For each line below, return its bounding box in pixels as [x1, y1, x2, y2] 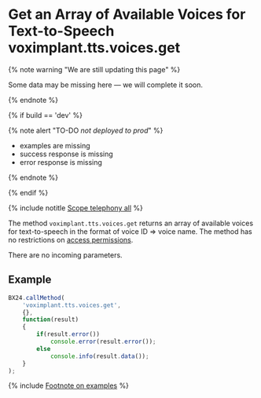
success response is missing [19, 149, 114, 159]
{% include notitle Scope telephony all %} [8, 203, 143, 213]
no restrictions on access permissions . [8, 235, 134, 244]
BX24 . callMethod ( [8, 294, 65, 301]
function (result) [22, 316, 79, 323]
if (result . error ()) [36, 330, 101, 338]
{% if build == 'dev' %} [8, 110, 83, 119]
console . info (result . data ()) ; [50, 352, 149, 360]
